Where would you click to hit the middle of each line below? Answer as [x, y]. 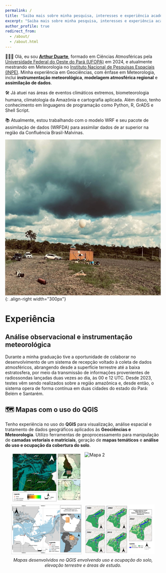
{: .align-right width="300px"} [36, 299]
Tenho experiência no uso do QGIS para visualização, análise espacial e [78, 424]
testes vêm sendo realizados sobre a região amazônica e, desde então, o [80, 383]
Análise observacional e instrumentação [69, 337]
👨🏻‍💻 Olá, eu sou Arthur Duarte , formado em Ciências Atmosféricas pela [79, 56]
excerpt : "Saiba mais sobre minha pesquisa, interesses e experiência [79, 21]
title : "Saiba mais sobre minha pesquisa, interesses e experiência [77, 16]
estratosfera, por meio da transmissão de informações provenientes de [77, 372]
